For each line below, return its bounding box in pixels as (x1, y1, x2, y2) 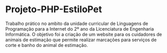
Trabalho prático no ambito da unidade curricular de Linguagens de (5, 20, 149, 26)
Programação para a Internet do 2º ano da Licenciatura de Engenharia (5, 25, 154, 32)
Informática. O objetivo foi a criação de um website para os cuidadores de (5, 31, 162, 37)
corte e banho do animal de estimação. (5, 42, 88, 48)
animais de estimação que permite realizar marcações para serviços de (5, 37, 157, 43)
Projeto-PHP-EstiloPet (5, 4, 102, 15)
